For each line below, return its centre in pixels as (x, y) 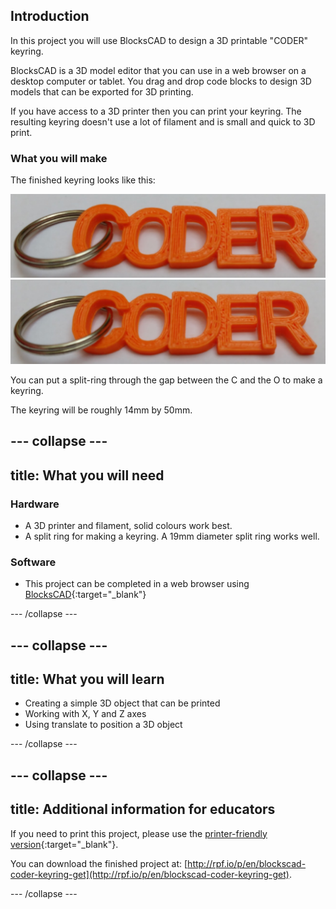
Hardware (35, 504)
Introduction (50, 16)
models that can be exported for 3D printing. (102, 91)
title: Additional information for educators (143, 809)
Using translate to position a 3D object (103, 725)
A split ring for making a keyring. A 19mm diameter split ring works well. (172, 536)
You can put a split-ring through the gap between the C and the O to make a (166, 380)
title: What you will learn (87, 679)
